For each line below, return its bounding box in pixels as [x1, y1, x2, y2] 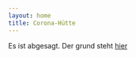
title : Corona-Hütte [8, 19, 77, 27]
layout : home [8, 11, 51, 20]
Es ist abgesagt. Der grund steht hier [8, 41, 128, 50]
